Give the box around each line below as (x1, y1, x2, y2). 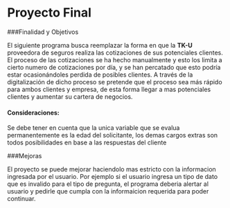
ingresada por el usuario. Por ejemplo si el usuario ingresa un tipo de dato (7, 173, 218, 181)
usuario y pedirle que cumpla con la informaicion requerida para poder (7, 187, 209, 196)
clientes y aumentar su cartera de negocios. (7, 92, 133, 101)
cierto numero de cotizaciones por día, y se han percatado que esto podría (7, 63, 221, 71)
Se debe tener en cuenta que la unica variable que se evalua (7, 124, 180, 132)
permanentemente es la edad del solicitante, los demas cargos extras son (7, 131, 218, 140)
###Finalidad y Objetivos (7, 28, 79, 36)
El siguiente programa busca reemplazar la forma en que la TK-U (7, 41, 193, 49)
